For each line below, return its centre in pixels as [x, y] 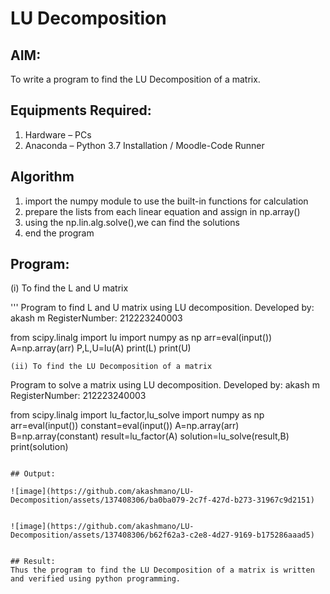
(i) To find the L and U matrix [69, 288]
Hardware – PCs [58, 134]
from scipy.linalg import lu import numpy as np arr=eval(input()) [141, 338]
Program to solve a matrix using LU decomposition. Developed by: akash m [165, 385]
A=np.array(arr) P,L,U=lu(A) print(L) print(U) [101, 348]
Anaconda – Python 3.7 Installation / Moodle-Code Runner [144, 145]
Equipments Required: [81, 110]
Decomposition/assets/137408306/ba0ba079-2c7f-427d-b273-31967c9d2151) [162, 500]
